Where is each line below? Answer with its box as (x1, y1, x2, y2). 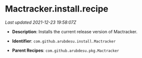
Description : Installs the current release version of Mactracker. (12, 29, 138, 34)
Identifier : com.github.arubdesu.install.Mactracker (12, 38, 116, 44)
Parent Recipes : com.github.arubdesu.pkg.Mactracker (12, 47, 119, 53)
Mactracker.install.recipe (5, 3, 109, 14)
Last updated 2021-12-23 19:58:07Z (5, 19, 76, 25)
